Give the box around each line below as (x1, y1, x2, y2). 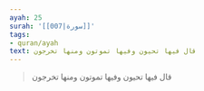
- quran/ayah (9, 38, 59, 48)
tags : (9, 30, 30, 39)
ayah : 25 (9, 13, 43, 23)
